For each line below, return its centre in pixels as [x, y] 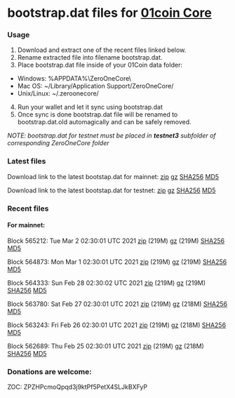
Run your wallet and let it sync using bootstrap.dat [90, 107]
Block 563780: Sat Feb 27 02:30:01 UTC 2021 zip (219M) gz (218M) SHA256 [117, 304]
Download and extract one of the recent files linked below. [102, 50]
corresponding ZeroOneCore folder [58, 143]
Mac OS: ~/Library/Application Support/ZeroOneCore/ [95, 86]
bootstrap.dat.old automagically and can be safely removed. [104, 122]
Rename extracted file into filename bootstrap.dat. [90, 58]
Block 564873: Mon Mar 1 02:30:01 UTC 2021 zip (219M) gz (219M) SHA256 [117, 262]
